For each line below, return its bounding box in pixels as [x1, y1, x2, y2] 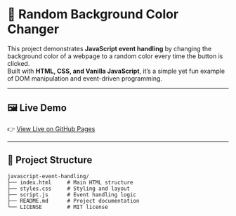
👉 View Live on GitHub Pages [7, 124, 96, 133]
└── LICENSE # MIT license [7, 203, 109, 210]
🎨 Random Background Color [7, 6, 179, 22]
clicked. [7, 59, 30, 67]
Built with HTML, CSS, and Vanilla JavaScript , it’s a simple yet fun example [7, 67, 225, 75]
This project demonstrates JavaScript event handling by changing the [7, 44, 212, 53]
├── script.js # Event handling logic [7, 191, 137, 198]
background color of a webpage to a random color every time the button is [7, 52, 223, 60]
